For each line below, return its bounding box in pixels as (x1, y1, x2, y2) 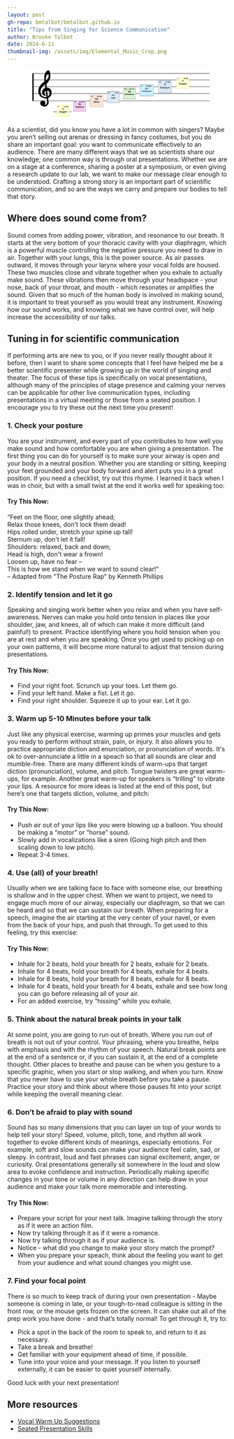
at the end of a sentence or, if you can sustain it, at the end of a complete (7, 1053, 219, 1061)
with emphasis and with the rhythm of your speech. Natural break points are (7, 1045, 226, 1053)
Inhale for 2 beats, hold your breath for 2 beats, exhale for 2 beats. (17, 960, 210, 968)
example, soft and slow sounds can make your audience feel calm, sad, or (7, 1145, 221, 1154)
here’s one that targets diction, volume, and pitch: (7, 789, 150, 797)
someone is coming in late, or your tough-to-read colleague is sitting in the (7, 1299, 223, 1308)
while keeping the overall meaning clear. (7, 1090, 124, 1098)
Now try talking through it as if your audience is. (17, 1236, 156, 1245)
